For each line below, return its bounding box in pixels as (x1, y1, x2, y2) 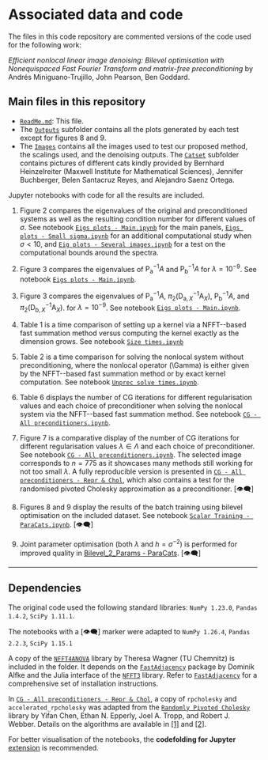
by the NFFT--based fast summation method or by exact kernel (19, 369, 226, 379)
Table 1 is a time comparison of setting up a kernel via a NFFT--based (19, 320, 247, 330)
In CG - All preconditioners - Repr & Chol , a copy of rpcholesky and (8, 694, 237, 703)
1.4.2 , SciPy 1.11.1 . (8, 611, 75, 620)
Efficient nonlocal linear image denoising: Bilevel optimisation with (8, 55, 225, 65)
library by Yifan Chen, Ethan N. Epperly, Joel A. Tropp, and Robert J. (8, 710, 231, 720)
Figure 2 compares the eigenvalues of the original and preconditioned (19, 206, 247, 215)
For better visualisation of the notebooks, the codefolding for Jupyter (8, 734, 236, 744)
